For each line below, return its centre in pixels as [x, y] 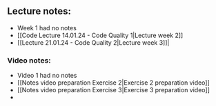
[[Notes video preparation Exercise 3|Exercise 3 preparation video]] [114, 90]
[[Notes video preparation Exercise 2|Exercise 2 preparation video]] [114, 83]
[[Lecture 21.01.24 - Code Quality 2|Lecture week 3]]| [93, 42]
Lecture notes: [39, 11]
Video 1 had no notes [47, 76]
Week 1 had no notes [47, 28]
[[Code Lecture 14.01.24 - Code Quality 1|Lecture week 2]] [100, 35]
